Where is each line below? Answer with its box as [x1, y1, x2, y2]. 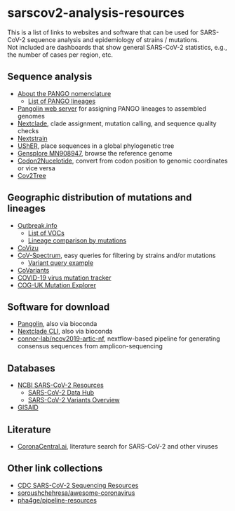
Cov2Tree [17, 171, 47, 179]
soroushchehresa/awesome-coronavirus [17, 489, 135, 497]
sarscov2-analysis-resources [7, 5, 184, 21]
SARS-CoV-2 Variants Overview [27, 396, 121, 404]
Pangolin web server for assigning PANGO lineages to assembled [17, 104, 207, 113]
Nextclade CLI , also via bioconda [17, 327, 113, 336]
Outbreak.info [17, 221, 58, 229]
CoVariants [17, 266, 50, 274]
